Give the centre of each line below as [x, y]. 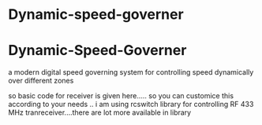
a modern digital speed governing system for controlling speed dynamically [131, 72]
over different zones [41, 81]
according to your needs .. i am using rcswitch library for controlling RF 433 [131, 105]
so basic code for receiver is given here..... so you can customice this [121, 96]
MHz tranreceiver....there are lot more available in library [100, 112]
